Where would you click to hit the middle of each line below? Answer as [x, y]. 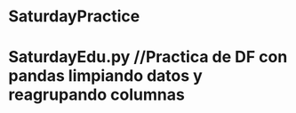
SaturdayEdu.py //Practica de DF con [148, 57]
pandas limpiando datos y [106, 76]
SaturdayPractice [74, 16]
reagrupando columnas [97, 95]
